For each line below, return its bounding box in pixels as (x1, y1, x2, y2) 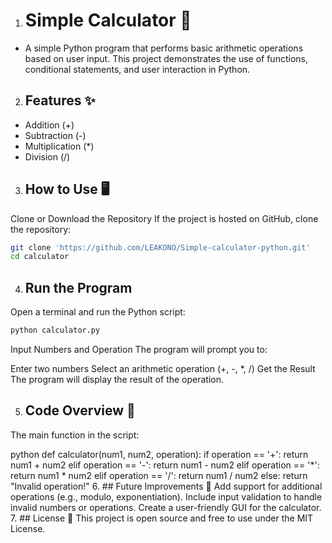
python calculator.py (10, 325, 101, 336)
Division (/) (24, 150, 71, 163)
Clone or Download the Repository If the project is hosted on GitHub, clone (10, 212, 319, 224)
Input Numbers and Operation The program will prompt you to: (10, 344, 268, 355)
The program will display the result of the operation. (10, 374, 225, 385)
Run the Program (24, 279, 133, 296)
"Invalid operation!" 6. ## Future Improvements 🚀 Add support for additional (10, 480, 323, 492)
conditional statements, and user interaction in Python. (24, 63, 251, 75)
